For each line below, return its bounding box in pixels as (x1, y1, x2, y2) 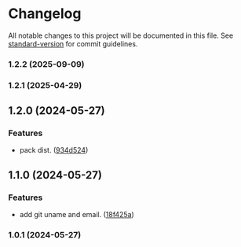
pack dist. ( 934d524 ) (19, 146, 89, 155)
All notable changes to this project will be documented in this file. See (8, 31, 234, 40)
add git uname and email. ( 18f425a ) (19, 210, 135, 219)
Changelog (8, 5, 82, 23)
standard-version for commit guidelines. (8, 39, 138, 48)
